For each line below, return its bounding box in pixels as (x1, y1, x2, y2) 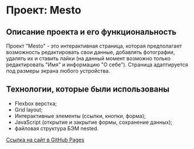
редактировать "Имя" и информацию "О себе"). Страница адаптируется (6, 61, 189, 68)
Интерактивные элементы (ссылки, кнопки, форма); (14, 112, 147, 119)
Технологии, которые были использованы (6, 84, 170, 94)
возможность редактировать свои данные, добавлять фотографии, (6, 49, 175, 56)
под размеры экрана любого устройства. (6, 67, 110, 74)
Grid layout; (14, 106, 43, 113)
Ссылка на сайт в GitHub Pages (6, 136, 85, 143)
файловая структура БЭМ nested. (14, 124, 99, 132)
